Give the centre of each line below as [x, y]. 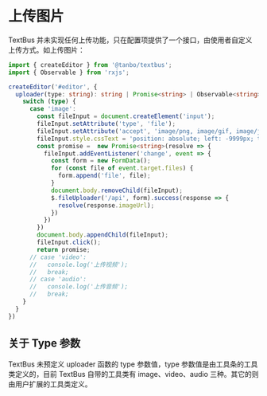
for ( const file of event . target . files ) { [122, 168]
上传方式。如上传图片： [46, 49]
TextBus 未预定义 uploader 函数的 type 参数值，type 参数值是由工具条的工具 [133, 364]
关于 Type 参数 [44, 343]
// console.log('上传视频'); [79, 265]
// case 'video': [58, 257]
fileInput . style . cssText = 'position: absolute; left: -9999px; [145, 139]
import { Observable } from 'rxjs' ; [69, 73]
